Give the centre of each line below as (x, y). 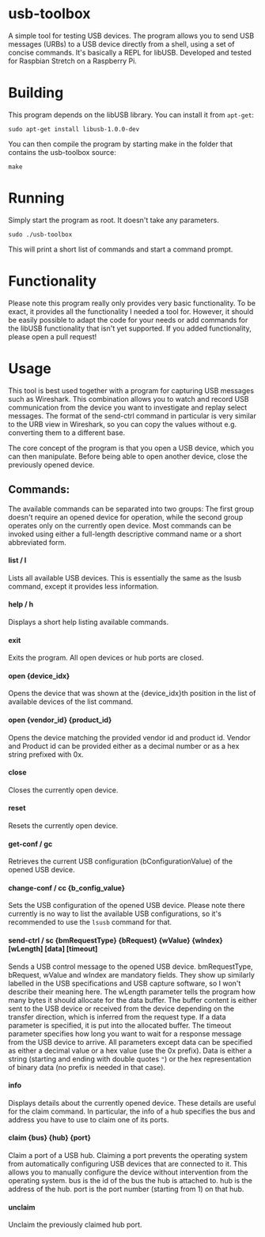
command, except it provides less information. (84, 586)
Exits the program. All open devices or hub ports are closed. (106, 658)
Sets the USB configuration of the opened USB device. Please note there (127, 906)
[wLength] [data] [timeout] (53, 948)
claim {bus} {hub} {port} (49, 1138)
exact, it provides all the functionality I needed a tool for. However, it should (131, 311)
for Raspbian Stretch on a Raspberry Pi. (72, 61)
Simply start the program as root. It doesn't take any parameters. (114, 220)
